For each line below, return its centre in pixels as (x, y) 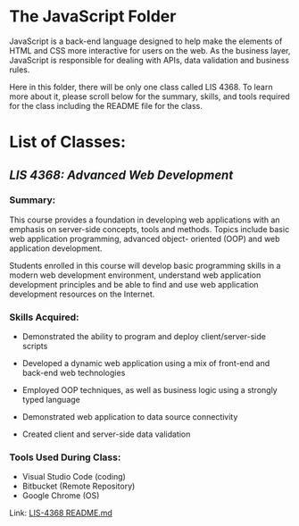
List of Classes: (68, 142)
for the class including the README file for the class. (106, 105)
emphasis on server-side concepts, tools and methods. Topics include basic (149, 229)
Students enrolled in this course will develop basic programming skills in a (145, 265)
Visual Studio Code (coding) (74, 477)
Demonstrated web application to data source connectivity (130, 417)
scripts (35, 346)
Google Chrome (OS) (61, 496)
